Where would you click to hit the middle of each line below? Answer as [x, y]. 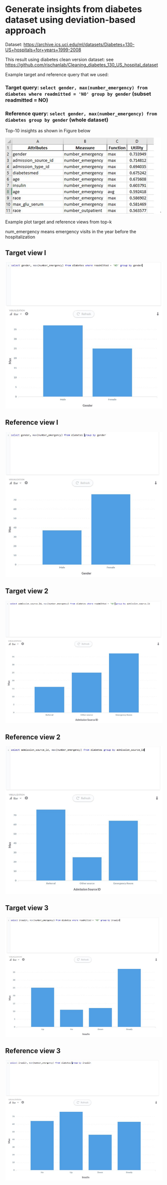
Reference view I [32, 422]
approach [25, 31]
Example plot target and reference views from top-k [58, 222]
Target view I [26, 252]
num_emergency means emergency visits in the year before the [71, 232]
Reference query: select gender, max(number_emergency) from [81, 113]
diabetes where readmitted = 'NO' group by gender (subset [78, 94]
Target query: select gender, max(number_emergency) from [76, 87]
